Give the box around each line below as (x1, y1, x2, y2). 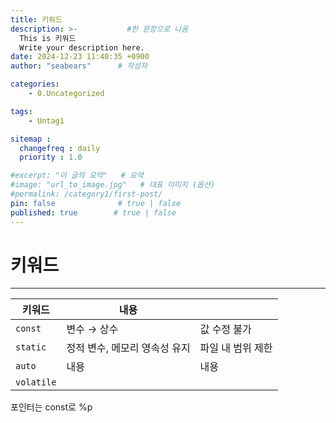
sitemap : (10, 134, 52, 144)
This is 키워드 (19, 33, 77, 43)
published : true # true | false (10, 207, 177, 218)
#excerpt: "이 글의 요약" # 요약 (10, 171, 144, 181)
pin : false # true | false (10, 198, 182, 208)
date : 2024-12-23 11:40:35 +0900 (10, 52, 150, 62)
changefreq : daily (19, 143, 101, 153)
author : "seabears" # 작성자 (10, 61, 148, 71)
